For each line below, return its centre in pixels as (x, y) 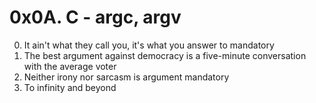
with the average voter (70, 66)
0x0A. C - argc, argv (95, 17)
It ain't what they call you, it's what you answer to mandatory (149, 45)
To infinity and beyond (70, 87)
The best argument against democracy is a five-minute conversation (165, 55)
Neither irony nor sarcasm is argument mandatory (126, 77)
